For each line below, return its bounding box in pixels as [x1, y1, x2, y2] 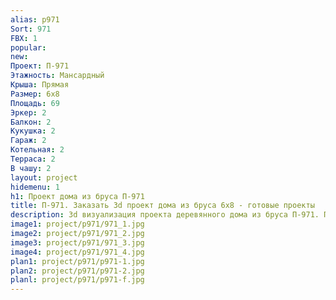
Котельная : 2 [10, 145, 65, 155]
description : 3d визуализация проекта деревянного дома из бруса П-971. [10, 210, 320, 220]
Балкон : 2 [10, 117, 52, 127]
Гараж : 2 [10, 136, 47, 146]
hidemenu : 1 [10, 182, 60, 192]
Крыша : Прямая [10, 80, 70, 90]
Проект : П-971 [10, 61, 70, 71]
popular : [10, 42, 47, 53]
